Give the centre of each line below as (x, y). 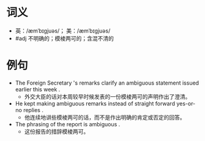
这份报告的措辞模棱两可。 (57, 131)
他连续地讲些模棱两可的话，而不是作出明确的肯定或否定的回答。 (105, 117)
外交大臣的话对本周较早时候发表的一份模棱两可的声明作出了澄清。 (107, 96)
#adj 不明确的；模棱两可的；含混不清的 (65, 38)
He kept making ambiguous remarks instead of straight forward (95, 103)
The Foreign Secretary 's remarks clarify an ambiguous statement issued (107, 83)
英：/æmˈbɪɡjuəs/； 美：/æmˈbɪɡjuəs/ (63, 31)
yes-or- (186, 103)
